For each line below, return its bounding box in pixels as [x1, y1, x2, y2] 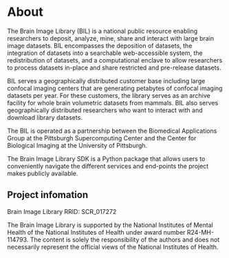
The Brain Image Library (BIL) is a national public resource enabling [7, 27, 198, 35]
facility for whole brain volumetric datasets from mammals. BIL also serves [7, 98, 219, 107]
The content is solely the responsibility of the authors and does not [30, 235, 220, 244]
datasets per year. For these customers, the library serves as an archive [7, 91, 211, 100]
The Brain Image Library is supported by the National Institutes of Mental [7, 221, 213, 229]
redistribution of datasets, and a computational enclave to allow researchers [7, 56, 223, 64]
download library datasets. [7, 113, 83, 121]
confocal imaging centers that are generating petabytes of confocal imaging [7, 84, 223, 92]
